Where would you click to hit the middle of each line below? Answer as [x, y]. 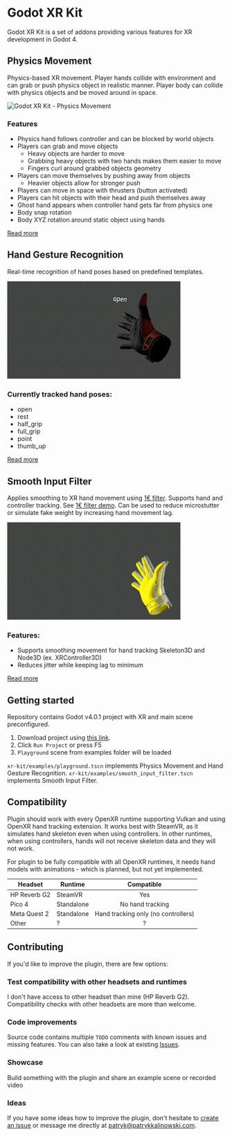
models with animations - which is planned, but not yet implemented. [106, 869]
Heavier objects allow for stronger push [84, 183]
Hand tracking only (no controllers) [144, 914]
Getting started [41, 700]
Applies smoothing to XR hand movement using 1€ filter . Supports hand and [115, 498]
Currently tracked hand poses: [60, 394]
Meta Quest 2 [30, 914]
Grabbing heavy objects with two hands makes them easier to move [124, 161]
